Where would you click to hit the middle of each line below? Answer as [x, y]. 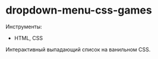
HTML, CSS [28, 38]
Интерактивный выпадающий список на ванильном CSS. [78, 49]
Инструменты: [24, 27]
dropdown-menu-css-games [79, 10]
